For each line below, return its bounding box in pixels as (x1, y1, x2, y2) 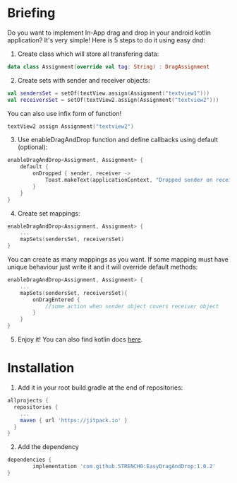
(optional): (17, 143, 48, 151)
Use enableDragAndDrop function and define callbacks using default (17, 136, 219, 144)
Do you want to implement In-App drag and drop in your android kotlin (7, 28, 212, 37)
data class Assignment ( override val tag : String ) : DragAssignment (7, 63, 210, 70)
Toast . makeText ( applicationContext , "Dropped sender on (44, 177, 213, 184)
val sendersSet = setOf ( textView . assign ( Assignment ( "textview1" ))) (7, 90, 210, 97)
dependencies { (7, 456, 52, 464)
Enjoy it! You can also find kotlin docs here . (17, 335, 143, 344)
